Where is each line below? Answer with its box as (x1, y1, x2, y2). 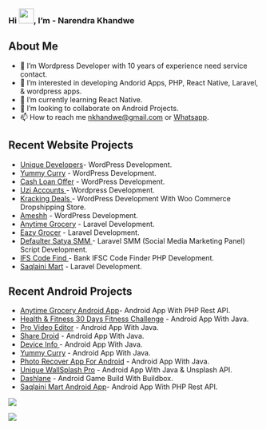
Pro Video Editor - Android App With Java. (19, 323, 159, 332)
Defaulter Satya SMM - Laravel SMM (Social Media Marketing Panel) (19, 236, 246, 245)
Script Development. (19, 244, 88, 254)
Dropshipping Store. (19, 202, 86, 212)
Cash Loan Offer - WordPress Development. (19, 177, 165, 186)
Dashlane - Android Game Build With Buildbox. (19, 374, 173, 383)
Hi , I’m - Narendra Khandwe (8, 14, 135, 26)
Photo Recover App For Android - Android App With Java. (19, 356, 210, 367)
